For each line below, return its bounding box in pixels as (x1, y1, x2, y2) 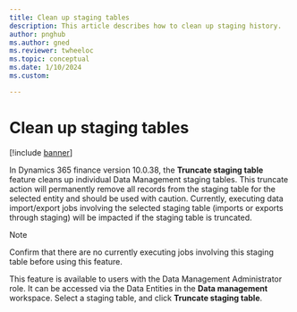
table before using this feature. (9, 256, 123, 266)
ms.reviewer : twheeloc (9, 46, 94, 55)
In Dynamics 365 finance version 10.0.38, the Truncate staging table (9, 164, 264, 175)
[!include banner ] (9, 147, 73, 157)
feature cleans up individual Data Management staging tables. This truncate (9, 173, 289, 184)
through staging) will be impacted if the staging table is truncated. (9, 212, 252, 223)
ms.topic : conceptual (9, 55, 90, 63)
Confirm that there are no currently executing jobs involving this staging (9, 247, 275, 257)
